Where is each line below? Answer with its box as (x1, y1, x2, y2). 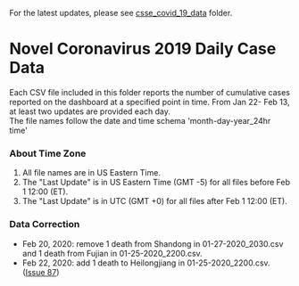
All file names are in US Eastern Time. (21, 168, 161, 178)
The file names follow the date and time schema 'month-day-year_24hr (9, 115, 271, 126)
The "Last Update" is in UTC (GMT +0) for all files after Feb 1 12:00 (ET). (21, 196, 287, 207)
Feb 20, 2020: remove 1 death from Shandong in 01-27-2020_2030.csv (21, 238, 284, 249)
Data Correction (9, 218, 80, 231)
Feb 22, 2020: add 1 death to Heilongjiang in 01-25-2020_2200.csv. (21, 257, 270, 268)
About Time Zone (9, 147, 87, 159)
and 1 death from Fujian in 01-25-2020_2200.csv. (21, 248, 203, 258)
